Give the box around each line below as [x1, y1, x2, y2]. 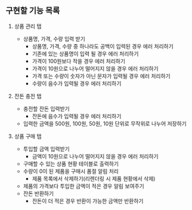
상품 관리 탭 [14, 23, 42, 30]
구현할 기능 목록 [5, 5, 60, 16]
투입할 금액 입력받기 [23, 145, 70, 152]
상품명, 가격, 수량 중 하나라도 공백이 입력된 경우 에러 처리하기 [32, 42, 174, 49]
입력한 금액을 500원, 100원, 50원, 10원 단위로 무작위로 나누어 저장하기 [23, 120, 187, 127]
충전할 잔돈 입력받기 [23, 105, 70, 112]
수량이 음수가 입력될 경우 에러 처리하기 [32, 80, 122, 87]
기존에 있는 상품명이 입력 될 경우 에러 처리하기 [32, 50, 139, 57]
